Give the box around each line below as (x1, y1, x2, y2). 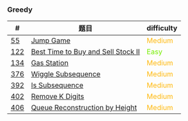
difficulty (146, 23, 178, 33)
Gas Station (30, 58, 69, 68)
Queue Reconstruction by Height (30, 103, 137, 113)
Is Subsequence (30, 80, 84, 90)
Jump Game (30, 36, 71, 45)
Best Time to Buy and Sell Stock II (30, 47, 140, 56)
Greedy (7, 5, 33, 14)
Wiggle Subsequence (30, 69, 101, 79)
